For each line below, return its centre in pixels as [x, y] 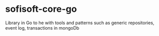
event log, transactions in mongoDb [42, 28]
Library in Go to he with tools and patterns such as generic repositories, [80, 23]
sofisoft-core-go [41, 9]
